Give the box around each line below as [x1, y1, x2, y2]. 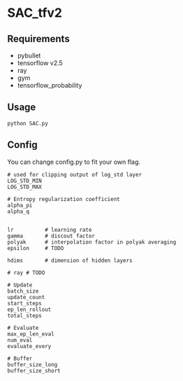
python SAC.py [7, 120, 49, 127]
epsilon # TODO [7, 244, 64, 251]
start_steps [7, 300, 42, 307]
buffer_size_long [7, 361, 58, 368]
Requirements [7, 33, 70, 45]
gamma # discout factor [7, 233, 96, 240]
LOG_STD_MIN [7, 177, 42, 184]
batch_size [7, 287, 39, 295]
